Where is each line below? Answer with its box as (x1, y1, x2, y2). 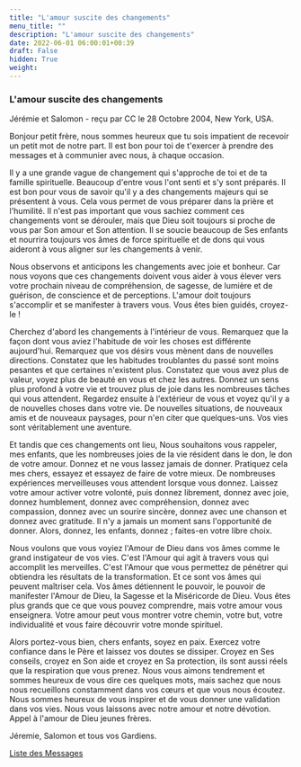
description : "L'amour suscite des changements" (9, 30, 195, 39)
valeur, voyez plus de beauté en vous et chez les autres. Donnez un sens (9, 374, 279, 385)
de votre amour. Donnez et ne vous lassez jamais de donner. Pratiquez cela (9, 459, 288, 469)
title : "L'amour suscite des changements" (9, 13, 171, 22)
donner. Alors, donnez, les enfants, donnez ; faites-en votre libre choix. (9, 525, 272, 536)
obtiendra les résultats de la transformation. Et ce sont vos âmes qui (9, 572, 262, 583)
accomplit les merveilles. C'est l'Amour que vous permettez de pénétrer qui (9, 562, 289, 573)
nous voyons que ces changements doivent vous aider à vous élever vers (9, 271, 281, 281)
